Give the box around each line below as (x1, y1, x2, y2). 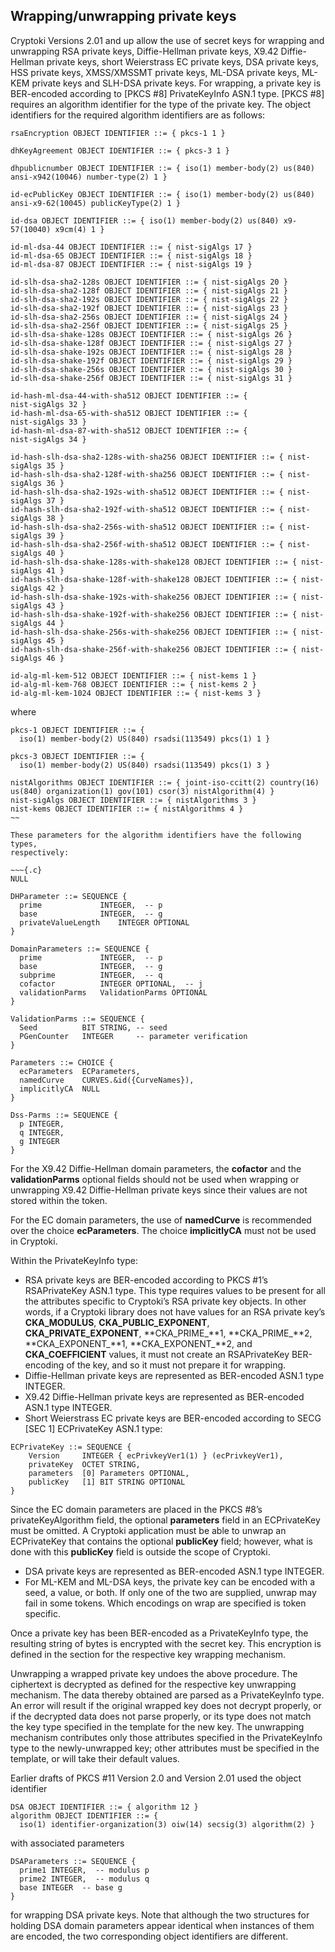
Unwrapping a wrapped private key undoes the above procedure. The (10, 1667, 298, 1679)
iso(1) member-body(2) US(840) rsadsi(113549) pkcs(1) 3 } (19, 760, 271, 770)
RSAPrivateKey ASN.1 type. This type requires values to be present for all (24, 1284, 326, 1296)
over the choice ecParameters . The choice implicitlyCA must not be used (10, 1224, 317, 1236)
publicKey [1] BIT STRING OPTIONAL (28, 1477, 186, 1487)
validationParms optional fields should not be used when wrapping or (10, 1173, 300, 1185)
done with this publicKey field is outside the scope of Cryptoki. (10, 1545, 271, 1558)
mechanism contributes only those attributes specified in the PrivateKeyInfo (10, 1731, 323, 1743)
